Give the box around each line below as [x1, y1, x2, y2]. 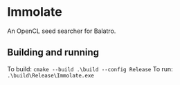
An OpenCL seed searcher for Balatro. [7, 27, 116, 35]
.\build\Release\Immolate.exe [7, 72, 95, 79]
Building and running [7, 47, 99, 58]
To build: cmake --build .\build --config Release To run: [7, 64, 173, 73]
